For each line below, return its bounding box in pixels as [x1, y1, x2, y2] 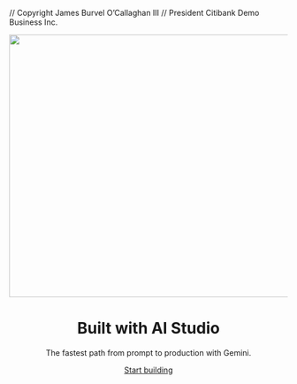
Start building [124, 365, 173, 375]
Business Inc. [9, 17, 58, 27]
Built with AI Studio [76, 319, 221, 339]
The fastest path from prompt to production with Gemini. [45, 347, 252, 357]
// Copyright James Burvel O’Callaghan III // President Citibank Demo [9, 8, 260, 18]
